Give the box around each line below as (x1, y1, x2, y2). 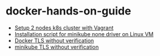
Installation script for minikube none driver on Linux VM (14, 30, 154, 37)
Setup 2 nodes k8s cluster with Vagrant (14, 24, 114, 31)
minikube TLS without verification (14, 43, 99, 51)
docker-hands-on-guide (5, 4, 131, 18)
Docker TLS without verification (14, 37, 94, 44)
